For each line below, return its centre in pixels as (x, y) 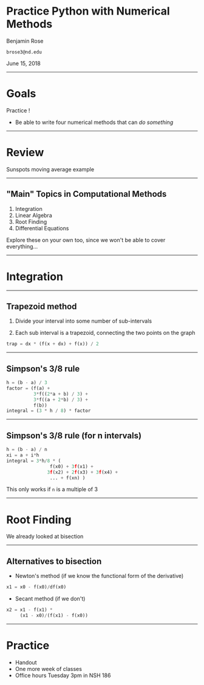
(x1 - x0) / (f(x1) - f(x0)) (54, 615)
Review (25, 153)
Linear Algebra (34, 215)
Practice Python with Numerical (88, 11)
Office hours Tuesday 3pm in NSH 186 (63, 675)
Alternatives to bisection (54, 561)
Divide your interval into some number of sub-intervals (83, 321)
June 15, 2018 (23, 63)
